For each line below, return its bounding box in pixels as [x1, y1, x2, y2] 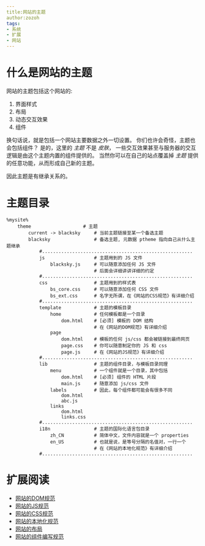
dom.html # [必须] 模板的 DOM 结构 [61, 317, 154, 324]
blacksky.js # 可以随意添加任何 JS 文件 [50, 261, 156, 267]
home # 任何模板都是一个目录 [50, 311, 146, 317]
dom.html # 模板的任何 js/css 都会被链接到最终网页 [61, 336, 190, 342]
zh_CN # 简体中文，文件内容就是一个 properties [50, 432, 189, 439]
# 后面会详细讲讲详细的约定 [94, 267, 155, 274]
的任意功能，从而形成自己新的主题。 [6, 159, 98, 166]
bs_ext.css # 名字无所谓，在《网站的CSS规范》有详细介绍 [50, 293, 195, 299]
